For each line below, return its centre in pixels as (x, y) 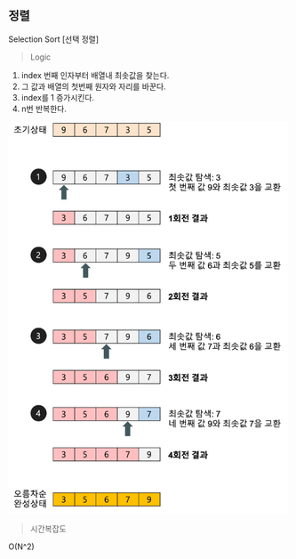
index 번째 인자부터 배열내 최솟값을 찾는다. (95, 75)
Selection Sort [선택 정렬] (54, 39)
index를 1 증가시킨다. (58, 97)
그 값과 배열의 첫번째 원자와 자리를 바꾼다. (93, 86)
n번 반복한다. (44, 109)
